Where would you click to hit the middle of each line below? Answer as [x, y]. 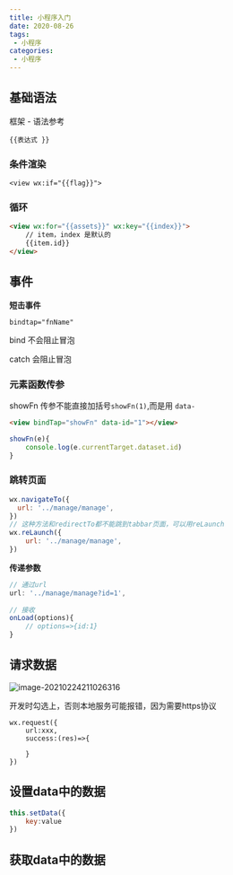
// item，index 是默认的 [69, 235]
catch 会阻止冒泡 [40, 359]
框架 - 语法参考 [37, 121]
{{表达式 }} [30, 140]
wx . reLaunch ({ [36, 533]
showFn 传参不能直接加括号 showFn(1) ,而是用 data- [102, 406]
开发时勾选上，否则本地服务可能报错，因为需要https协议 [113, 705]
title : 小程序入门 [40, 17]
